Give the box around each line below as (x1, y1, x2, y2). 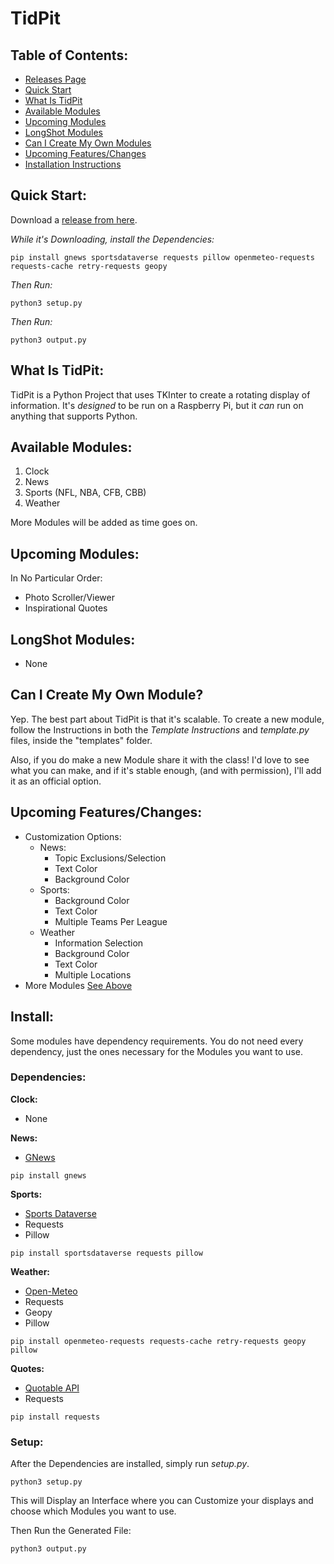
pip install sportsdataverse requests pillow (10, 1248, 203, 1258)
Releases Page (24, 73, 87, 85)
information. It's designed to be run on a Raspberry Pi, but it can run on (10, 399, 304, 411)
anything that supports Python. (10, 410, 138, 422)
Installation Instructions (24, 158, 122, 170)
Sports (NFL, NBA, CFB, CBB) (24, 487, 147, 499)
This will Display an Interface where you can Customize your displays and (10, 1495, 314, 1507)
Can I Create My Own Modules (24, 137, 152, 149)
